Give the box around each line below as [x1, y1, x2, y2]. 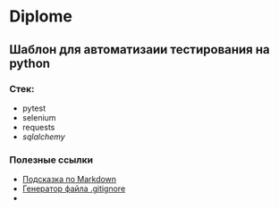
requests [21, 121, 55, 132]
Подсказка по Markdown [21, 174, 117, 185]
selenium [21, 112, 56, 122]
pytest [21, 103, 46, 113]
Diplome [9, 6, 73, 27]
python [9, 55, 51, 71]
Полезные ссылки [9, 154, 94, 166]
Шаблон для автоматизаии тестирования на [9, 42, 270, 57]
